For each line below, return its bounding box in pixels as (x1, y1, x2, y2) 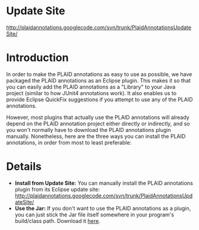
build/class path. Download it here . (14, 217, 101, 224)
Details (6, 160, 42, 174)
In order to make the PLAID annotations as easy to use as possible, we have (6, 70, 192, 78)
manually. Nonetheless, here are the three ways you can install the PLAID (6, 133, 186, 140)
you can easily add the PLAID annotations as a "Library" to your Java (6, 83, 176, 90)
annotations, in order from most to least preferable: (6, 138, 132, 146)
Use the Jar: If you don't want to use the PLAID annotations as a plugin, (14, 204, 191, 212)
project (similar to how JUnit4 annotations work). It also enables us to (6, 89, 177, 96)
